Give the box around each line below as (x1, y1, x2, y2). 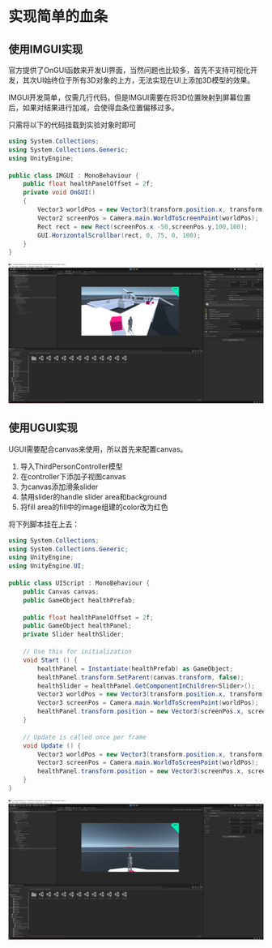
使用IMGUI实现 (8, 42, 83, 56)
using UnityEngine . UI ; (8, 562, 85, 570)
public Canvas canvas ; (23, 587, 100, 596)
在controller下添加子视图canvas (19, 471, 126, 481)
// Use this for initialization (23, 648, 132, 656)
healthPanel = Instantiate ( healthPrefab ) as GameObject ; (37, 664, 233, 673)
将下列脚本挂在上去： (8, 519, 79, 529)
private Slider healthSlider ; (23, 630, 125, 639)
